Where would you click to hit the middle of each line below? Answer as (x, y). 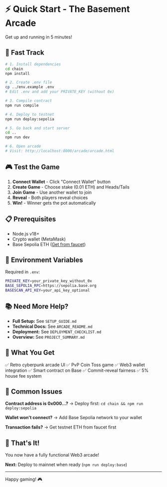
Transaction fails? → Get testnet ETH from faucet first (61, 427)
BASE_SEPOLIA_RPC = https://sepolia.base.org (51, 286)
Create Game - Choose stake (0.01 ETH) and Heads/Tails (71, 187)
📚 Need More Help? (37, 307)
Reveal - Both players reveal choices (50, 198)
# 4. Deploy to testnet (30, 114)
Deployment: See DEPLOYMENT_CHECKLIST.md (57, 331)
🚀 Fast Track (25, 53)
